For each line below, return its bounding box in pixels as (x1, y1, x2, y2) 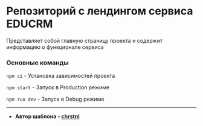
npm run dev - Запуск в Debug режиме (6, 95, 105, 103)
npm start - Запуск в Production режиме (6, 84, 110, 91)
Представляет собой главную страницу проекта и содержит (6, 37, 163, 44)
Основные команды (6, 58, 69, 67)
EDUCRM (6, 17, 53, 31)
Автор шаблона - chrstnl (14, 113, 80, 120)
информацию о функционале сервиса (6, 43, 104, 51)
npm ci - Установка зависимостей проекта (6, 72, 115, 80)
